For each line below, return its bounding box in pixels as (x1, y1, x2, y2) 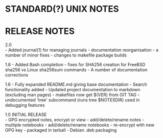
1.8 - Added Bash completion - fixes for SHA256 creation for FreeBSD (5, 62, 146, 68)
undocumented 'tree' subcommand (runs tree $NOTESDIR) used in (5, 97, 140, 103)
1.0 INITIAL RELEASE (5, 112, 47, 118)
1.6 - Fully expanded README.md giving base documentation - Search (5, 81, 147, 87)
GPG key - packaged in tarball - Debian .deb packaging (5, 127, 117, 133)
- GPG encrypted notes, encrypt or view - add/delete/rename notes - (5, 117, 144, 123)
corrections (5, 72, 28, 78)
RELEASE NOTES (5, 26, 75, 37)
